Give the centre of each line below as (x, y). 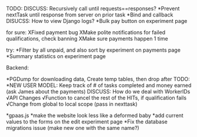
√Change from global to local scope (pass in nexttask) (72, 104)
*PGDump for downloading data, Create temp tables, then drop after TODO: (98, 79)
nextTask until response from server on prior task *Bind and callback (90, 15)
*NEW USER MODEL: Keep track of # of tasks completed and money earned (99, 85)
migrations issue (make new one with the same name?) (73, 128)
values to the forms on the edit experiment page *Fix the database (87, 122)
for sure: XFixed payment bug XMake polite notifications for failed (86, 32)
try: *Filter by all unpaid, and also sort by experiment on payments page (94, 50)
